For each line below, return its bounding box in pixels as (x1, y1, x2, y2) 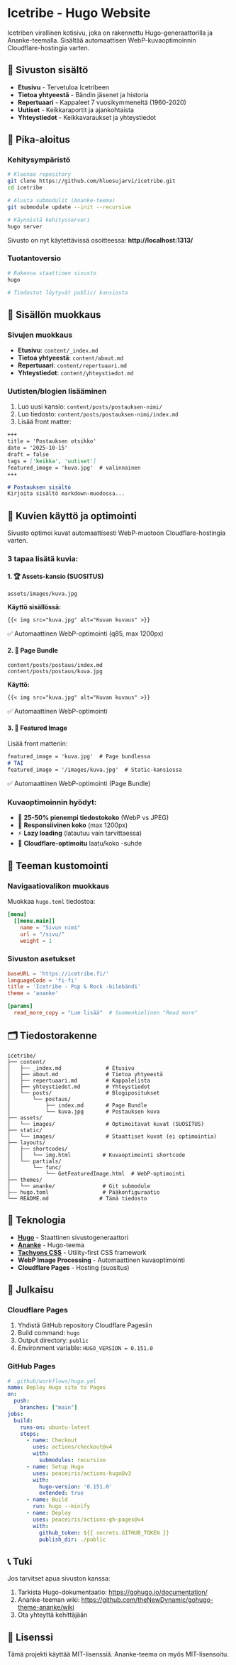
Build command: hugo (17, 1329, 80, 1337)
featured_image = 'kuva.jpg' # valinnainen (7, 464, 141, 471)
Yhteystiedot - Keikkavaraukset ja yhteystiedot (17, 113, 157, 121)
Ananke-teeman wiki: (17, 1595, 80, 1604)
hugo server (7, 223, 43, 230)
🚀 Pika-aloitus (7, 133, 71, 146)
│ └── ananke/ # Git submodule (7, 1183, 151, 1190)
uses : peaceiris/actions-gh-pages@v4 (33, 1516, 144, 1523)
